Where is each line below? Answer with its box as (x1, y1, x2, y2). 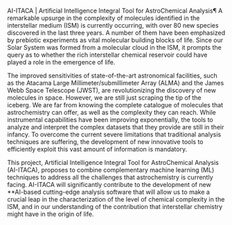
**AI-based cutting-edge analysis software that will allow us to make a (7, 188, 210, 196)
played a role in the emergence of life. (7, 58, 116, 66)
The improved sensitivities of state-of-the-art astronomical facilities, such (7, 71, 218, 80)
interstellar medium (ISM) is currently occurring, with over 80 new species (7, 21, 220, 29)
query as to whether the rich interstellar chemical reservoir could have (7, 51, 208, 59)
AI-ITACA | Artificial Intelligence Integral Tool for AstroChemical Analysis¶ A (7, 7, 223, 15)
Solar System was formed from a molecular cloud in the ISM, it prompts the (7, 44, 222, 51)
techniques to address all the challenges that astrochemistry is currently (7, 173, 213, 181)
